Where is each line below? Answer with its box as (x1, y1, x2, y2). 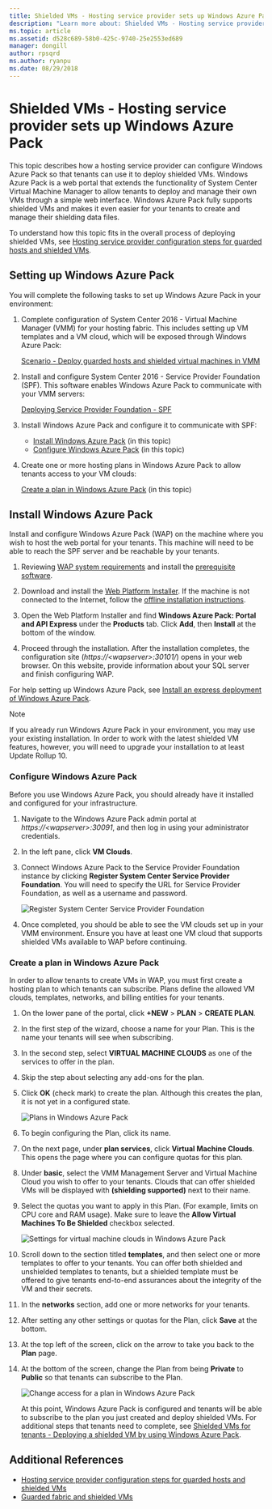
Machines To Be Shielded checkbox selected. (20, 1218, 175, 1227)
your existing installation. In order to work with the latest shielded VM (9, 733, 239, 743)
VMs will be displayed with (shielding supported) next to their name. (20, 1185, 251, 1195)
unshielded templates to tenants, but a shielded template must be (20, 1266, 239, 1276)
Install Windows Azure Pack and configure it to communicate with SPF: (20, 420, 257, 430)
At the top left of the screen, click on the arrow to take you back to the (20, 1339, 255, 1349)
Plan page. (20, 1348, 57, 1358)
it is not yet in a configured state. (20, 1096, 131, 1106)
